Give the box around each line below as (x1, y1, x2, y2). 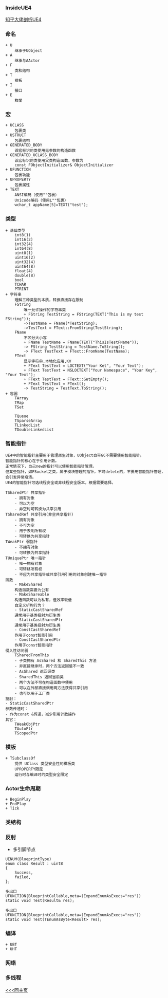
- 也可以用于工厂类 (14, 691, 50, 696)
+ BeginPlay (5, 797, 31, 802)
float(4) (14, 269, 33, 274)
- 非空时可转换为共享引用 (14, 507, 62, 512)
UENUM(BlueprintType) (5, 857, 52, 862)
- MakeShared (14, 582, 43, 587)
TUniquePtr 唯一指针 (5, 556, 46, 561)
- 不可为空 (14, 523, 35, 528)
